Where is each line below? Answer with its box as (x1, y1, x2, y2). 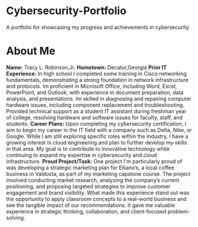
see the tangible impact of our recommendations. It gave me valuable (6, 202, 176, 209)
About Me (6, 44, 56, 58)
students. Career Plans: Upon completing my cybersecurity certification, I (6, 120, 187, 127)
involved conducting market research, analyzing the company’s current (6, 176, 180, 183)
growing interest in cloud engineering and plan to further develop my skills (6, 139, 187, 146)
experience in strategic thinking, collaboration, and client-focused (6, 208, 167, 215)
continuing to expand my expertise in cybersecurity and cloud (6, 152, 157, 159)
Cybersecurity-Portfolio (6, 4, 127, 18)
